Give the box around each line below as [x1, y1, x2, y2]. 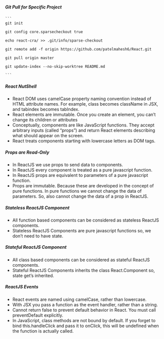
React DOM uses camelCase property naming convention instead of [12, 96, 152, 102]
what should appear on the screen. [12, 132, 84, 138]
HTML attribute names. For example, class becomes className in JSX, [12, 101, 159, 107]
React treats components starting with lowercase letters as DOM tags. [12, 138, 156, 144]
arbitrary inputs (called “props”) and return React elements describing [12, 127, 155, 133]
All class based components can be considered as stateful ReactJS [12, 257, 150, 263]
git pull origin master [5, 55, 55, 60]
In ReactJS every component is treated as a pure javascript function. [12, 167, 153, 173]
